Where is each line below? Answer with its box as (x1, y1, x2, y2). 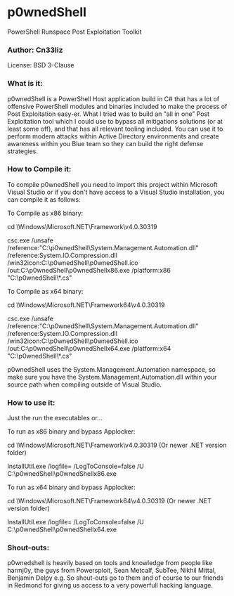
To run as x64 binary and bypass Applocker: (7, 483, 136, 492)
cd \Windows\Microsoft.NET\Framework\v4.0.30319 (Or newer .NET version (7, 441, 227, 450)
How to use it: (7, 398, 56, 408)
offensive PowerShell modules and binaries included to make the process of (7, 102, 228, 110)
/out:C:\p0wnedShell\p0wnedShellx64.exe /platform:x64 (7, 344, 171, 352)
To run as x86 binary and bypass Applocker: (7, 427, 136, 436)
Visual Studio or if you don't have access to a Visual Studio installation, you (7, 188, 225, 196)
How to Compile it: (7, 164, 72, 174)
